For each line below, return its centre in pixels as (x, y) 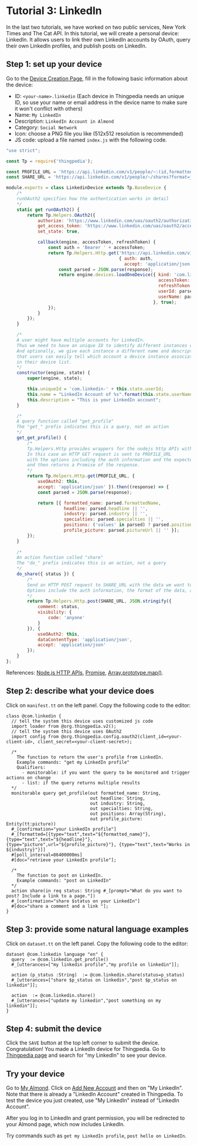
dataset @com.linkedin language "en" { (55, 954)
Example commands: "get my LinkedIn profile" (73, 762)
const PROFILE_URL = (31, 172)
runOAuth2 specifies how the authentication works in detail (93, 199)
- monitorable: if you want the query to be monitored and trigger (106, 773)
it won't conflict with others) (49, 108)
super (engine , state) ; (55, 378)
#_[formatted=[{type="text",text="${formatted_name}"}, (81, 834)
